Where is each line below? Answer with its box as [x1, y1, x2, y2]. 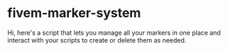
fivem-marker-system [7, 5, 141, 21]
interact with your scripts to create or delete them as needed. [7, 35, 187, 44]
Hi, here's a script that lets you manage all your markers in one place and [7, 28, 222, 37]
